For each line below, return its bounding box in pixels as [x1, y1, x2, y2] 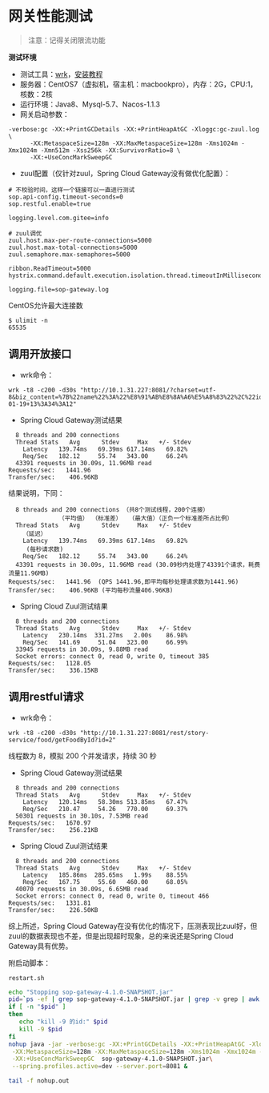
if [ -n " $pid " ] [8, 1003, 66, 1011]
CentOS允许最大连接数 [8, 300, 83, 310]
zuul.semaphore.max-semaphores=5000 [8, 250, 130, 259]
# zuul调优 [8, 229, 42, 237]
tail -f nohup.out [8, 1077, 70, 1085]
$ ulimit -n [8, 316, 48, 324]
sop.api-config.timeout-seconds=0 [8, 193, 124, 201]
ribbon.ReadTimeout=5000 [8, 264, 91, 272]
